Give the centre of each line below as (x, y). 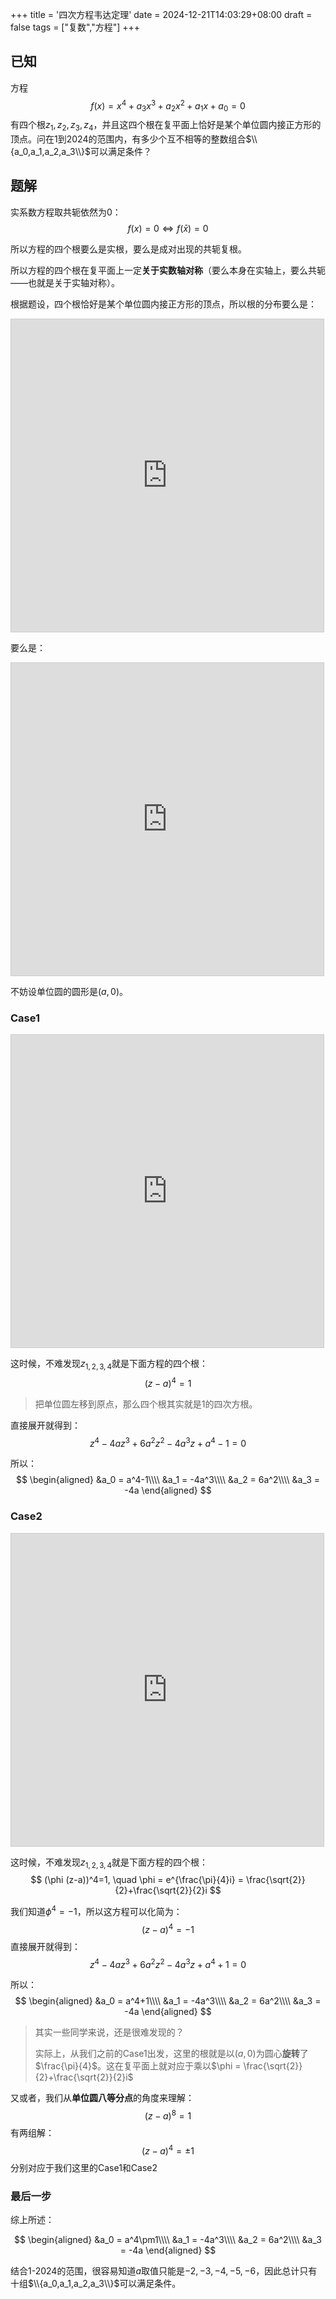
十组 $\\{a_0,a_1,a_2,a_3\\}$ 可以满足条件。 (96, 2283)
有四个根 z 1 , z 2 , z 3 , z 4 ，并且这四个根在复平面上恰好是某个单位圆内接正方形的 (166, 126)
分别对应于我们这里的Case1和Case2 (84, 2167)
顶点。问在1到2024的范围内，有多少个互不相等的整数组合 (128, 139)
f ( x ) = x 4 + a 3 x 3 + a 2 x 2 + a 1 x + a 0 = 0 (168, 106)
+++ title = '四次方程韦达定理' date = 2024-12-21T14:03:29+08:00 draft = (161, 14)
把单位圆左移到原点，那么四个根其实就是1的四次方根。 (146, 1404)
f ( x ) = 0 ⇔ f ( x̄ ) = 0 (168, 228)
